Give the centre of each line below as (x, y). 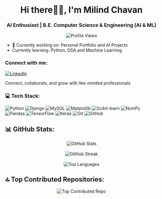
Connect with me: (26, 63)
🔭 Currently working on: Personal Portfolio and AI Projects (70, 45)
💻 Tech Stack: (23, 96)
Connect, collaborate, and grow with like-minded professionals (68, 83)
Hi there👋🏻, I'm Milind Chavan (81, 10)
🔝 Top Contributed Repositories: (55, 180)
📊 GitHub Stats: (30, 129)
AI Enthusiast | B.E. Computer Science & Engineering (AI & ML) (81, 25)
